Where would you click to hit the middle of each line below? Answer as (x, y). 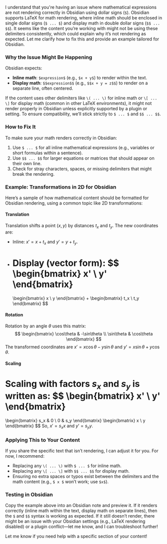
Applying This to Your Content (43, 440)
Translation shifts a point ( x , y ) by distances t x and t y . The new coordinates (82, 226)
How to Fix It (20, 127)
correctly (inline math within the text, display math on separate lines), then (81, 511)
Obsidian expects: (24, 68)
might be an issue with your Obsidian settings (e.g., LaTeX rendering (75, 522)
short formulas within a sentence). (48, 153)
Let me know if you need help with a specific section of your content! (76, 537)
